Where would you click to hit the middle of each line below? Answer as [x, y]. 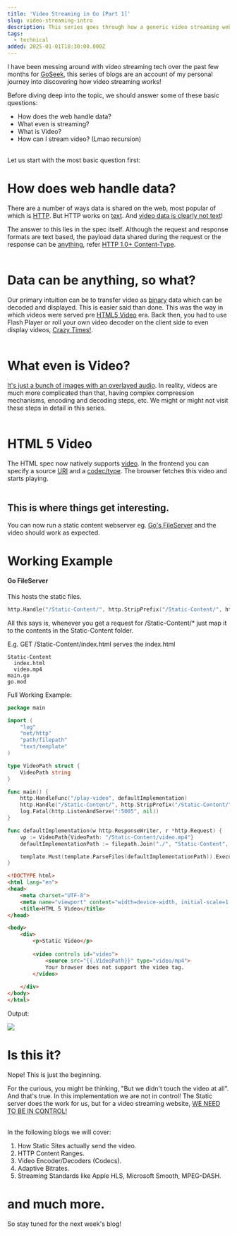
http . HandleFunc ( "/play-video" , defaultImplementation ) [104, 798]
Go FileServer [28, 581]
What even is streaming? [53, 124]
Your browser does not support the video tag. [115, 967]
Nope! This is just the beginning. [54, 1075]
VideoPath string [45, 772]
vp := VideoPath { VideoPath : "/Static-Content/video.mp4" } [107, 837]
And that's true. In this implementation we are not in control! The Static [110, 1096]
